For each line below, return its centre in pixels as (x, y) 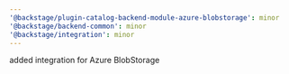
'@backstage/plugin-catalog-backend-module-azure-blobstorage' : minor (144, 18)
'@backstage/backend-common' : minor (78, 26)
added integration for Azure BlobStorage (85, 60)
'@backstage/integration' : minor (72, 34)
